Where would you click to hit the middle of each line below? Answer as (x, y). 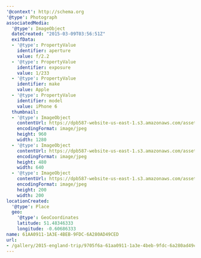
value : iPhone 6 (37, 106)
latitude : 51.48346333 (45, 223)
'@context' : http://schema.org (45, 12)
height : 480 (32, 162)
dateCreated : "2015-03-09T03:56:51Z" (59, 34)
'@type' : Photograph (32, 17)
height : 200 (32, 190)
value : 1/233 (33, 73)
